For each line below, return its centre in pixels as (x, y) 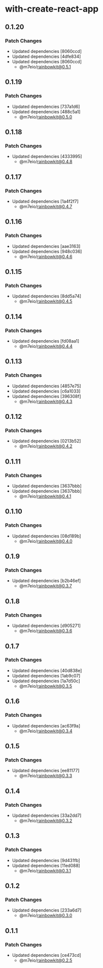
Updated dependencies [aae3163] (46, 246)
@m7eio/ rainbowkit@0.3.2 (46, 820)
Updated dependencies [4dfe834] (46, 56)
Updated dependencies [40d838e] (47, 670)
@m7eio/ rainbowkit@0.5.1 (45, 67)
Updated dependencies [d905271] (46, 626)
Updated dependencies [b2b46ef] (46, 581)
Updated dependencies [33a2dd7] (47, 815)
